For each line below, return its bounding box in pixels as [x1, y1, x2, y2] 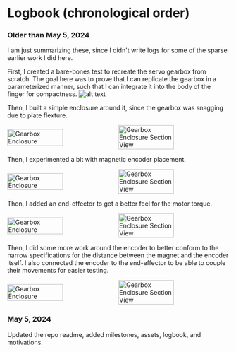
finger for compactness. [7, 90, 77, 98]
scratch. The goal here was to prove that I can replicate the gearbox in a [7, 75, 217, 83]
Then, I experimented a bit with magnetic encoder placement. [7, 156, 187, 164]
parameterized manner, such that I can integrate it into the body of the [7, 83, 211, 91]
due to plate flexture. [7, 111, 68, 119]
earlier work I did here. [7, 54, 73, 62]
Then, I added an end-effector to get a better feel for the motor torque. [7, 199, 213, 208]
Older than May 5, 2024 [7, 30, 90, 40]
